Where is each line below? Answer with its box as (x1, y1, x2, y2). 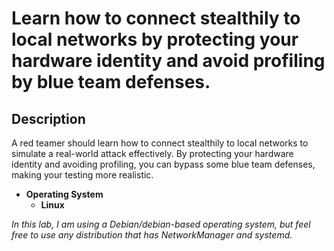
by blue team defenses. (11, 71, 211, 94)
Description (11, 110, 86, 127)
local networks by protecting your (11, 28, 299, 51)
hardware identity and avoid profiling (11, 50, 326, 72)
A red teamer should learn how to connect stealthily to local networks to (11, 137, 309, 149)
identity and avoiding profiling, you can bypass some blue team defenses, (11, 158, 316, 170)
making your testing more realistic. (11, 169, 154, 181)
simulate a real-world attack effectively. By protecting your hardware (11, 148, 294, 159)
